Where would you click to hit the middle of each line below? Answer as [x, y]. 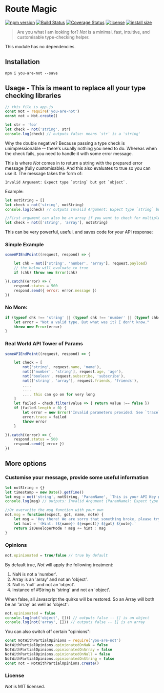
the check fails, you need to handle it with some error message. [69, 153]
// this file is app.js [29, 107]
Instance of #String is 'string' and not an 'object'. [61, 590]
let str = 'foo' [21, 125]
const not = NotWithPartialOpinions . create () [52, 663]
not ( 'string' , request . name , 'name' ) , [62, 367]
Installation [22, 62]
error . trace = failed [45, 417]
